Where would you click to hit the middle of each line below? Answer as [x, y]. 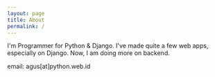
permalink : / [26, 26]
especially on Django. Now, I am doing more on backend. [88, 53]
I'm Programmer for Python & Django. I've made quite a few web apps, [108, 46]
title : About [26, 20]
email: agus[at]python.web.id [49, 67]
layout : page [26, 13]
